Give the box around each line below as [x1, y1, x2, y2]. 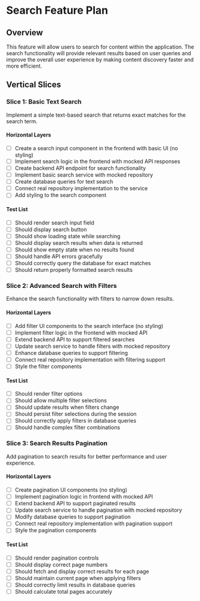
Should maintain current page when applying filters [14, 574, 141, 581]
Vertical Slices [6, 80, 61, 90]
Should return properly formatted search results [14, 266, 133, 273]
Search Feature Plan [6, 4, 109, 17]
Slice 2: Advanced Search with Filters [6, 281, 118, 290]
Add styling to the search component [14, 192, 106, 199]
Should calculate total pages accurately [14, 588, 112, 595]
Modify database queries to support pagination [14, 513, 131, 521]
